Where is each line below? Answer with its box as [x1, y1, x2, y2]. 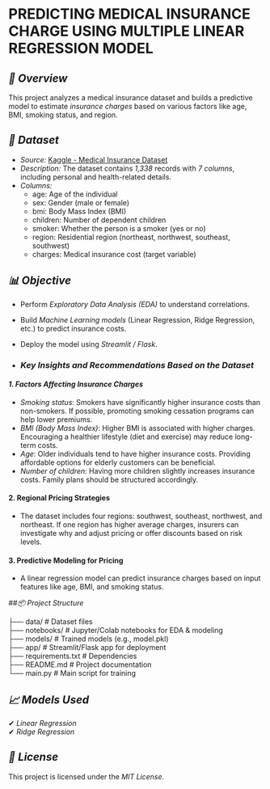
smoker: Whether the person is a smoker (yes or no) [32, 223, 206, 233]
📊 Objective [8, 274, 71, 288]
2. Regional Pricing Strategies [8, 493, 111, 503]
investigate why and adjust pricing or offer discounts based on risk [19, 528, 243, 538]
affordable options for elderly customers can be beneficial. [19, 458, 217, 467]
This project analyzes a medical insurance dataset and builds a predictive [8, 93, 253, 102]
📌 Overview [8, 71, 68, 85]
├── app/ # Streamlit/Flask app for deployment [8, 643, 167, 652]
